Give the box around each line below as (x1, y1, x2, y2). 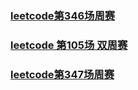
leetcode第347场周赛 (10, 67, 115, 81)
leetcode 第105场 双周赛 (10, 38, 128, 52)
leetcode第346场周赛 (10, 8, 116, 22)
